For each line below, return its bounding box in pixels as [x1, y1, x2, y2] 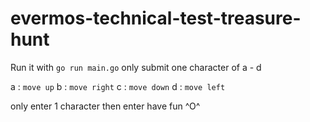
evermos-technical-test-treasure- [10, 7, 302, 30]
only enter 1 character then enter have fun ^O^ [10, 100, 201, 112]
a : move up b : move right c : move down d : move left [10, 80, 226, 92]
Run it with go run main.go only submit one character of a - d [10, 61, 262, 73]
